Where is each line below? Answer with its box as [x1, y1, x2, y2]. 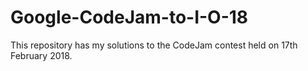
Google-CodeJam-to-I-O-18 [10, 6, 249, 29]
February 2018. [10, 49, 73, 61]
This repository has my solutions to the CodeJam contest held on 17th [10, 39, 298, 51]
